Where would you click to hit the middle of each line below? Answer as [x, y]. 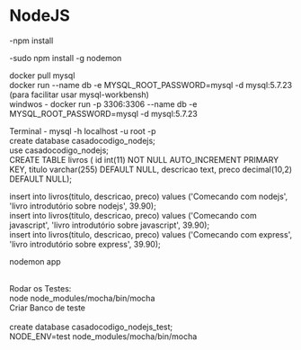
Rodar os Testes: [40, 288]
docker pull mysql [42, 75]
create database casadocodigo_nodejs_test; [91, 327]
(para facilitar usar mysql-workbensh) [80, 94]
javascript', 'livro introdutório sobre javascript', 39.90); [110, 225]
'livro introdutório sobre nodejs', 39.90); [83, 206]
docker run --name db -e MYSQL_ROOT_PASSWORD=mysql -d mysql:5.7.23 [151, 85]
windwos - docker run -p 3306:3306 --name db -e [103, 103]
